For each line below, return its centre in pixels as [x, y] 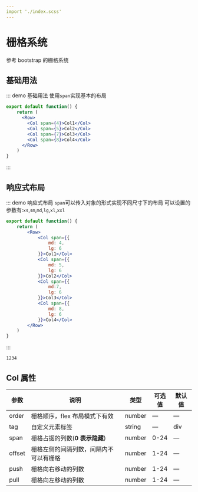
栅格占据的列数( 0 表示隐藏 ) [68, 438]
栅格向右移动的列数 [57, 469]
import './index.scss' [34, 11]
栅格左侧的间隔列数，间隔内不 [72, 449]
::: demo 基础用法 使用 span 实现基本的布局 [56, 95]
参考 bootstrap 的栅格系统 [37, 60]
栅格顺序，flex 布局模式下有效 [72, 416]
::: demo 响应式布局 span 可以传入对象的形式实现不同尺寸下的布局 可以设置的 [98, 202]
